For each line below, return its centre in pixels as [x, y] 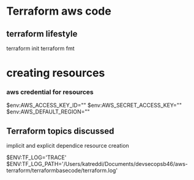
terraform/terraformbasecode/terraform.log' [62, 171]
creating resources [56, 73]
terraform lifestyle [42, 34]
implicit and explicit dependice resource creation [68, 146]
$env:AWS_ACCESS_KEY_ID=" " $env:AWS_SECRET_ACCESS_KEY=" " [94, 106]
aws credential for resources [50, 92]
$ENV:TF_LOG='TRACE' [36, 157]
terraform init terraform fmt [40, 48]
